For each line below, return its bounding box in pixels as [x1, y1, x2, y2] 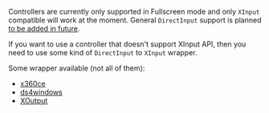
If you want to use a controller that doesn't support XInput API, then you [8, 39, 247, 49]
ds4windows [19, 87, 63, 97]
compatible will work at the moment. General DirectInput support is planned [8, 15, 263, 25]
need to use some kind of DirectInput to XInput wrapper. [8, 48, 198, 57]
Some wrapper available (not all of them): [8, 63, 145, 73]
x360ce [19, 79, 46, 88]
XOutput [19, 96, 48, 105]
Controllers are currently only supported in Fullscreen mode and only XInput [8, 7, 260, 16]
